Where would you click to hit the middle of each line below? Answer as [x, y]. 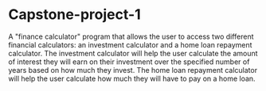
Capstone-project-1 [74, 15]
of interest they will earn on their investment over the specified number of [129, 62]
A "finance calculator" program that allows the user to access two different [131, 36]
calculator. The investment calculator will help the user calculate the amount [133, 53]
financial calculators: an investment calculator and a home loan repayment [130, 44]
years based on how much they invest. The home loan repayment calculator [133, 70]
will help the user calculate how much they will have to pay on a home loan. [132, 78]
